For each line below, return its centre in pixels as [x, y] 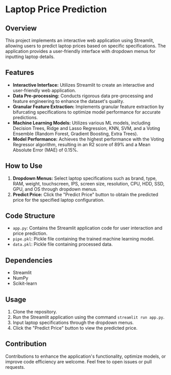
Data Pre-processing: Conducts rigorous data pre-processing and [83, 96]
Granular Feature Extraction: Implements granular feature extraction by [88, 106]
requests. [15, 367]
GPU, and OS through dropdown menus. [55, 189]
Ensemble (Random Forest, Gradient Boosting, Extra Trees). [75, 133]
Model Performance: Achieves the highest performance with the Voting [88, 139]
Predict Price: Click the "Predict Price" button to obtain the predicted [85, 194]
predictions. [25, 117]
